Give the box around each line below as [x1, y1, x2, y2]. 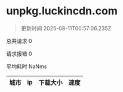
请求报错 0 [6, 50, 32, 57]
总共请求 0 [6, 37, 32, 44]
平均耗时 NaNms [6, 63, 47, 70]
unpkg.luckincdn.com [6, 4, 118, 18]
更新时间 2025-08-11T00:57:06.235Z [20, 24, 112, 32]
